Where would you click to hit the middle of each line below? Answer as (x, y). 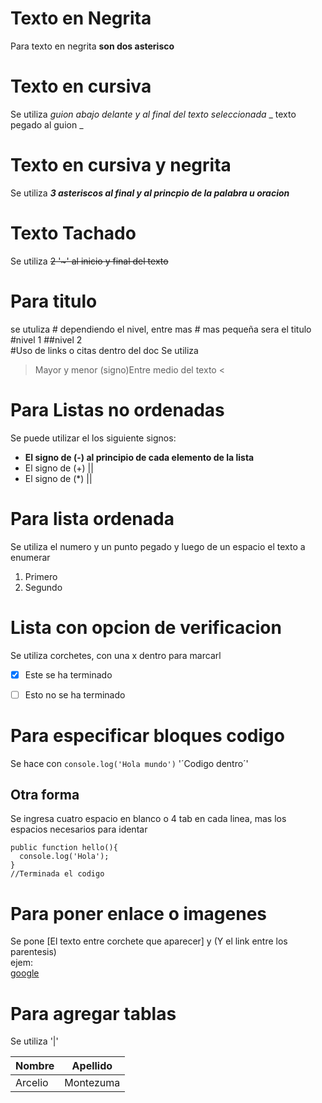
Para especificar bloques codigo (147, 735)
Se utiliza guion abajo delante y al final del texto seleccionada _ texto (153, 114)
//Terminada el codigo (57, 874)
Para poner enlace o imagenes (139, 913)
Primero (41, 576)
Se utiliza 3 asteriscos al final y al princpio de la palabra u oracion (150, 193)
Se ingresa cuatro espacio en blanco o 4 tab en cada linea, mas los (148, 819)
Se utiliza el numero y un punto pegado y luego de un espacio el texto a (158, 546)
